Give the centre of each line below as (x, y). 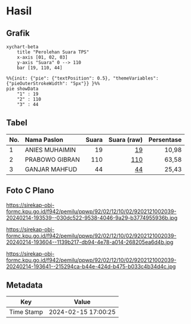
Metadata (24, 285)
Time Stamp (26, 312)
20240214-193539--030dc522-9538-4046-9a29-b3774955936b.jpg (92, 217)
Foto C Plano (30, 191)
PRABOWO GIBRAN (52, 159)
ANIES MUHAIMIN (50, 150)
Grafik (18, 33)
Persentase (165, 140)
